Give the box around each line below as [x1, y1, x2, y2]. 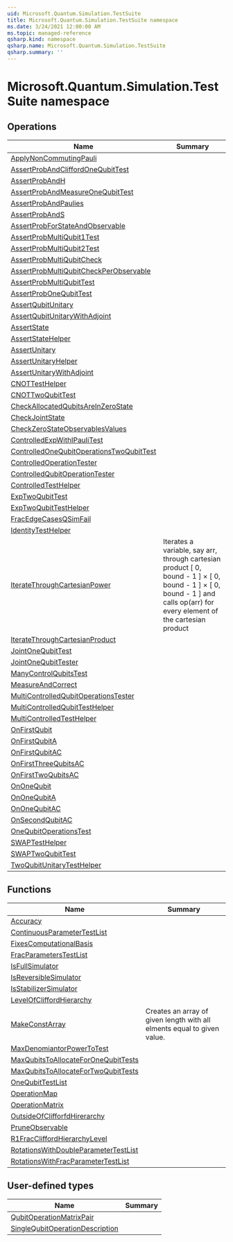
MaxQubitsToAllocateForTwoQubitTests [10, 1066, 139, 1075]
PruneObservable [10, 1122, 68, 1132]
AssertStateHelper [10, 334, 71, 343]
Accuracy [10, 916, 42, 926]
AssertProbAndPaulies [10, 198, 85, 208]
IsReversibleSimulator [10, 972, 82, 982]
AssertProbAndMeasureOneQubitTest [10, 187, 134, 196]
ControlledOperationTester [10, 457, 97, 467]
